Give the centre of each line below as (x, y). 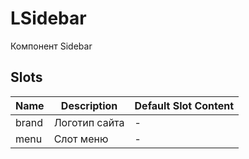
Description (89, 105)
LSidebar (48, 18)
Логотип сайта (89, 122)
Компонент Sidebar (51, 46)
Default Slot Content (184, 105)
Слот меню (81, 139)
